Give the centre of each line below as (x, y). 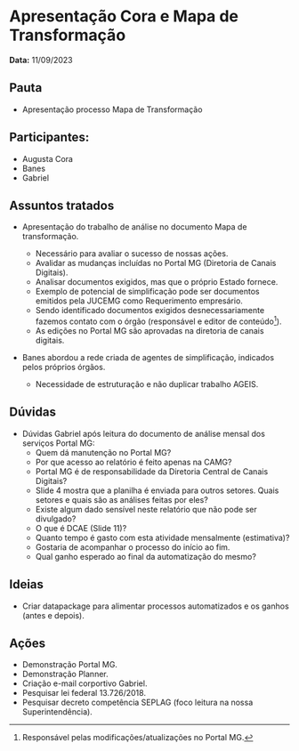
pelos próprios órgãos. (64, 367)
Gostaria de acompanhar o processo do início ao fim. (133, 547)
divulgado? (56, 519)
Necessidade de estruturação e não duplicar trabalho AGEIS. (147, 384)
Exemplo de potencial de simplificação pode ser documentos (147, 292)
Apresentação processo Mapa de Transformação (112, 109)
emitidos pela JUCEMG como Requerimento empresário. (139, 301)
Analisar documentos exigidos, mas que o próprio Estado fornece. (157, 282)
